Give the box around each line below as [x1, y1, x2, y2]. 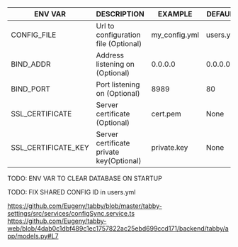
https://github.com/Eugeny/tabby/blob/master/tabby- [7, 202, 163, 210]
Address [96, 50, 124, 60]
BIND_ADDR [11, 60, 51, 69]
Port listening [96, 79, 140, 89]
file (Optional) [96, 39, 142, 48]
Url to [96, 21, 115, 31]
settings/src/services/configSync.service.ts [7, 209, 135, 217]
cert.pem [151, 109, 182, 119]
